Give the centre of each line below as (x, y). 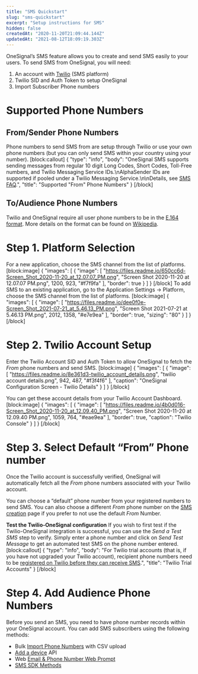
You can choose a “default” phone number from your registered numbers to (98, 501)
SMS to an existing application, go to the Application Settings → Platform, (96, 289)
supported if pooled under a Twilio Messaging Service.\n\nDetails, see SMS (98, 178)
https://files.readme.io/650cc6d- (146, 270)
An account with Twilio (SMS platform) (62, 74)
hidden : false (24, 28)
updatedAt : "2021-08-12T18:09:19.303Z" (55, 39)
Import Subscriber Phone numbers (57, 86)
